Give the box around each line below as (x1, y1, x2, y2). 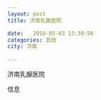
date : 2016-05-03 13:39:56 (7, 30, 94, 37)
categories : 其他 (7, 36, 57, 43)
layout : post (7, 10, 46, 18)
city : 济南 (7, 43, 38, 50)
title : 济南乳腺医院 (7, 17, 62, 24)
